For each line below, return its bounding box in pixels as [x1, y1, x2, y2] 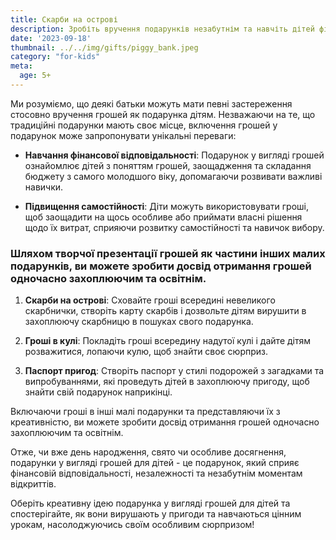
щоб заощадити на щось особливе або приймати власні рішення [24, 211, 303, 223]
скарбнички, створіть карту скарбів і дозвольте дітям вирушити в [24, 305, 307, 317]
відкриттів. [10, 478, 57, 490]
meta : [10, 61, 33, 71]
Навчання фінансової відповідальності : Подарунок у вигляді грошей [24, 149, 325, 161]
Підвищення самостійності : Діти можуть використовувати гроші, [24, 200, 309, 212]
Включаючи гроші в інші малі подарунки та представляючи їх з [10, 406, 281, 418]
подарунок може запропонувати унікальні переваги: [10, 129, 237, 141]
